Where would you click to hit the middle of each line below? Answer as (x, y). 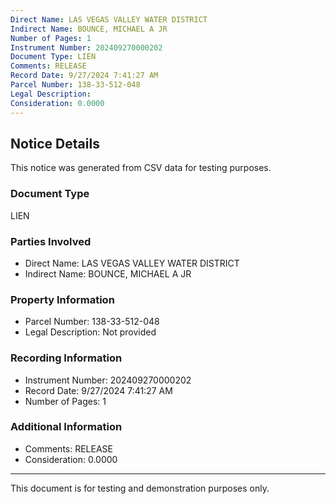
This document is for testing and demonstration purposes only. (140, 488)
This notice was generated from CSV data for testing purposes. (141, 168)
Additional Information (66, 427)
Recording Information (66, 358)
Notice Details (55, 143)
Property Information (62, 299)
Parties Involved (51, 241)
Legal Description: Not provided (90, 332)
